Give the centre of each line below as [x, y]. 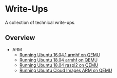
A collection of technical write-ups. [40, 22]
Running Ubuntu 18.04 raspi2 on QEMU [59, 65]
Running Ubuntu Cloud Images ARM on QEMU [66, 70]
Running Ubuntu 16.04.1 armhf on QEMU [60, 55]
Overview [20, 38]
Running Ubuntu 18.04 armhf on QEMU [58, 60]
